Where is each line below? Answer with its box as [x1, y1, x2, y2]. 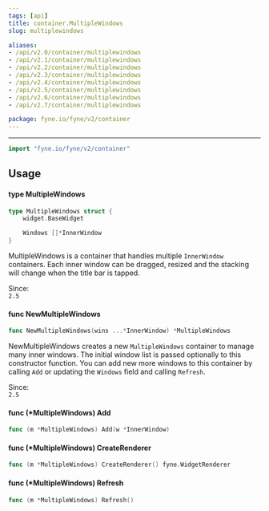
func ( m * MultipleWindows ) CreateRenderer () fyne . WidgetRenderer [8, 460, 231, 469]
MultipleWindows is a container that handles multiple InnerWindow [8, 251, 224, 261]
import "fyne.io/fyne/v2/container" [8, 145, 130, 153]
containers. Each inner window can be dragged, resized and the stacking [8, 260, 250, 270]
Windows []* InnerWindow [22, 229, 102, 237]
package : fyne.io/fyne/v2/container [8, 116, 130, 124]
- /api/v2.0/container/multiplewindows [8, 49, 142, 57]
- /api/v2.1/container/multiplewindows [8, 56, 142, 64]
